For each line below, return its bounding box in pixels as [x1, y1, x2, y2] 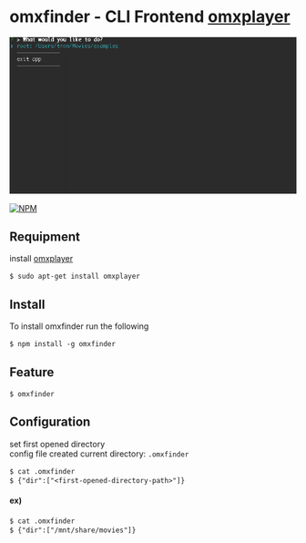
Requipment [9, 229, 80, 244]
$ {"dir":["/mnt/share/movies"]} [9, 526, 137, 535]
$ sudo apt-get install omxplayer [9, 271, 141, 282]
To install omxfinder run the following [9, 321, 149, 332]
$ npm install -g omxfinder [9, 340, 117, 349]
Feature [9, 364, 55, 380]
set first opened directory [9, 438, 106, 449]
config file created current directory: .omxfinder [9, 448, 189, 459]
